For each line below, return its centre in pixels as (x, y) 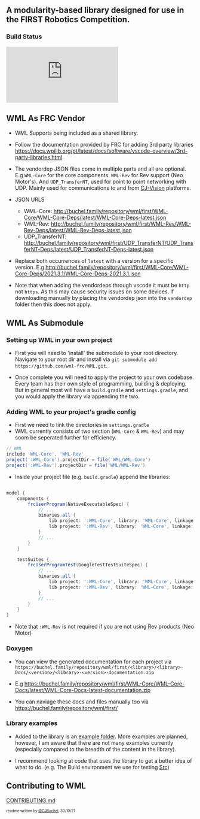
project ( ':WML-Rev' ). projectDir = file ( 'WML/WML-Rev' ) (76, 465)
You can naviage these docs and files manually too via (82, 702)
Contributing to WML (46, 786)
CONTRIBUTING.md (31, 800)
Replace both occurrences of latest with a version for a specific (94, 260)
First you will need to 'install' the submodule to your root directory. (96, 353)
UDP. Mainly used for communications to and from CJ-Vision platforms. (103, 188)
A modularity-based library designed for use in (95, 10)
